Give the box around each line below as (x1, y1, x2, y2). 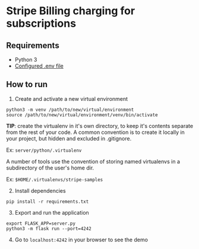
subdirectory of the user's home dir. (6, 164, 94, 171)
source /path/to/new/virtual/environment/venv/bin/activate (6, 111, 159, 118)
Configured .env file (14, 62, 64, 69)
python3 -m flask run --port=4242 (6, 225, 92, 232)
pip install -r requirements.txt (6, 199, 89, 205)
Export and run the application (14, 209, 89, 216)
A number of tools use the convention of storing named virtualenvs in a (6, 158, 180, 165)
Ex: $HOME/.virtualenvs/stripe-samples (6, 175, 103, 183)
